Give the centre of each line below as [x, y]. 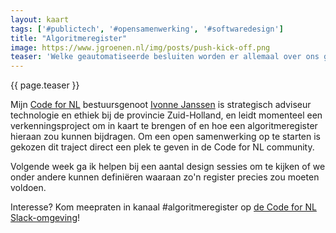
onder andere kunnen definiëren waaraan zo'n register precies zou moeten [165, 177]
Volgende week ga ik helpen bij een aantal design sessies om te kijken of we [168, 167]
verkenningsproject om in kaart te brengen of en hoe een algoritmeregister [164, 126]
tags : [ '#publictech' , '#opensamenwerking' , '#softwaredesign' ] [147, 29]
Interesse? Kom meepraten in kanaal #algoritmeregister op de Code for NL [163, 207]
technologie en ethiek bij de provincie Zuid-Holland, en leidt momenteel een [166, 115]
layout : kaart [40, 19]
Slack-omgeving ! [45, 218]
